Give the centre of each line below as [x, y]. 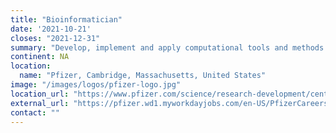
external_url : [40, 103]
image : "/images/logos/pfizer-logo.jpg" [96, 85]
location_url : [40, 94]
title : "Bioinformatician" [66, 19]
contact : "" [35, 112]
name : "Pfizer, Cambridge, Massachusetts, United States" [143, 76]
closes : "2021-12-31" [55, 38]
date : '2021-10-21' [51, 29]
